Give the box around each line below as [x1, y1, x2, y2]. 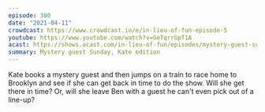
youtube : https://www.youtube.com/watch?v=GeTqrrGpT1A [8, 33, 192, 42]
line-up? [8, 95, 35, 104]
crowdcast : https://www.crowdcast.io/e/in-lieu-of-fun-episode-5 [8, 26, 227, 34]
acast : [8, 41, 30, 49]
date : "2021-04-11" [8, 19, 73, 27]
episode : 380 [8, 11, 51, 20]
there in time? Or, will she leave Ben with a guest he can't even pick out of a [8, 87, 254, 95]
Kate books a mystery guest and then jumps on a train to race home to [8, 70, 237, 79]
